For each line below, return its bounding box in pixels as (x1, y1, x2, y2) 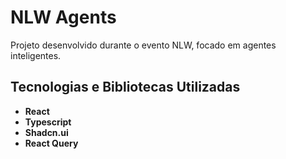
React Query (24, 137, 79, 149)
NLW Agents (10, 6, 117, 29)
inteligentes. (10, 49, 62, 61)
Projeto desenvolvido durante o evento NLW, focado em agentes (10, 39, 277, 51)
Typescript (24, 116, 72, 128)
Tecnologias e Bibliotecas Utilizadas (10, 79, 241, 96)
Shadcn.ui (24, 126, 69, 138)
